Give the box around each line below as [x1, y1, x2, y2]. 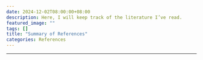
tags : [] [6, 25, 28, 32]
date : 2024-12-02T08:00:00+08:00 [6, 8, 91, 15]
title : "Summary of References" [6, 31, 88, 37]
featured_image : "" [6, 20, 56, 26]
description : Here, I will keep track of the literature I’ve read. [6, 14, 182, 20]
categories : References [6, 37, 66, 43]
